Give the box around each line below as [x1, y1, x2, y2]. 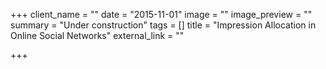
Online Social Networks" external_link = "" [10, 30, 185, 41]
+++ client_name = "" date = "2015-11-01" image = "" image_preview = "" [10, 9, 313, 20]
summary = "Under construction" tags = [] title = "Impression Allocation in [10, 19, 317, 31]
